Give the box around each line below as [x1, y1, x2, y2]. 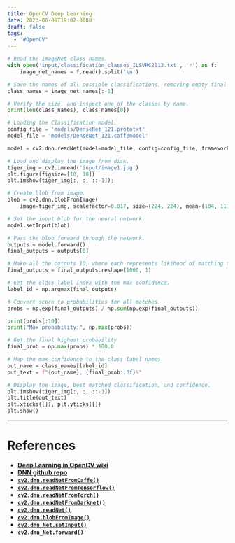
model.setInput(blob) [7, 222, 71, 229]
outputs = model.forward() [7, 241, 86, 248]
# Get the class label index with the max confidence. [7, 279, 171, 286]
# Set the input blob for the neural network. [7, 215, 145, 223]
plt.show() [7, 407, 39, 415]
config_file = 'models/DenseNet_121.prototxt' [7, 126, 145, 133]
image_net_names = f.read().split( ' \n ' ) [20, 68, 139, 76]
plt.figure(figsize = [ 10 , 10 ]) [7, 171, 96, 178]
